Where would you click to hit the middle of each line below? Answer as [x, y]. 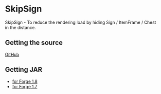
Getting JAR [24, 70]
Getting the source [34, 43]
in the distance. [20, 27]
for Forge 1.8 [25, 81]
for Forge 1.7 [25, 86]
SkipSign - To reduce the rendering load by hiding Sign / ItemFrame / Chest [81, 22]
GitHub [12, 54]
